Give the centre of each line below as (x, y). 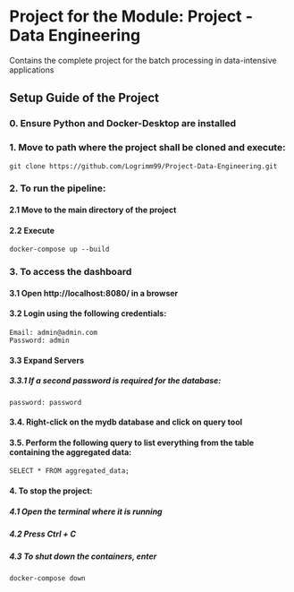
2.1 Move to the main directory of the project (93, 210)
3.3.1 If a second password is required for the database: (115, 381)
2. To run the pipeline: (58, 188)
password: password (46, 402)
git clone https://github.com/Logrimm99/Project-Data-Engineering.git (143, 166)
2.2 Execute (32, 230)
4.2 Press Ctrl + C (43, 534)
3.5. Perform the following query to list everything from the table (132, 442)
